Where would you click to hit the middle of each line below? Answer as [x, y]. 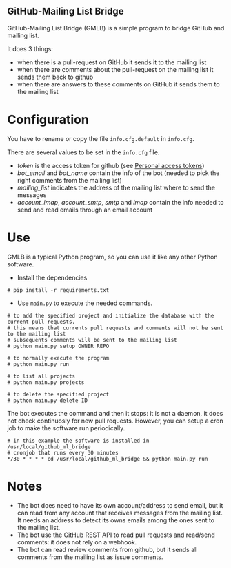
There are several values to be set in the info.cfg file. [83, 152]
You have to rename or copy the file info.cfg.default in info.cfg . [101, 138]
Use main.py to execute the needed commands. [85, 303]
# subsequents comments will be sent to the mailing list [92, 340]
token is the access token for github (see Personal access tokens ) [111, 165]
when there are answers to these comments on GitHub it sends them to [118, 84]
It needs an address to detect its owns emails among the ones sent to [116, 520]
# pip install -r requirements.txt [58, 290]
